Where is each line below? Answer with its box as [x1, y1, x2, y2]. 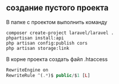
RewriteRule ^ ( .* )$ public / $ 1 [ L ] [6, 72, 91, 78]
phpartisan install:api [6, 35, 64, 41]
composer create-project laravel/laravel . [6, 30, 114, 36]
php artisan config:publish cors [6, 40, 88, 46]
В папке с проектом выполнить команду [6, 18, 107, 25]
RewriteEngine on [6, 67, 49, 73]
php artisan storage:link [6, 45, 69, 51]
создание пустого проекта [6, 3, 109, 13]
